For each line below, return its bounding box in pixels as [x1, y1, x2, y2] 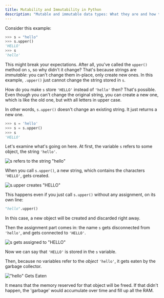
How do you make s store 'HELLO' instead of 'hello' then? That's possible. [5, 86, 156, 92]
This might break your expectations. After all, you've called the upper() [5, 62, 148, 67]
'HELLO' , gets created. [5, 173, 50, 179]
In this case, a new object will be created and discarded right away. [5, 215, 141, 221]
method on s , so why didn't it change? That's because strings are [5, 66, 137, 72]
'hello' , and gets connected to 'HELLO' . [5, 230, 86, 236]
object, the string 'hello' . [5, 149, 57, 154]
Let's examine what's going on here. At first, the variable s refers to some [5, 144, 153, 149]
